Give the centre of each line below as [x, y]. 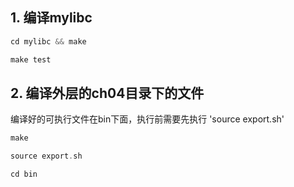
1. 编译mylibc [51, 18]
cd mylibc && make [48, 41]
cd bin [24, 174]
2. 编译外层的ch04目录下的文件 [107, 93]
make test [31, 59]
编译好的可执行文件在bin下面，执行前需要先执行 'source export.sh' [147, 119]
